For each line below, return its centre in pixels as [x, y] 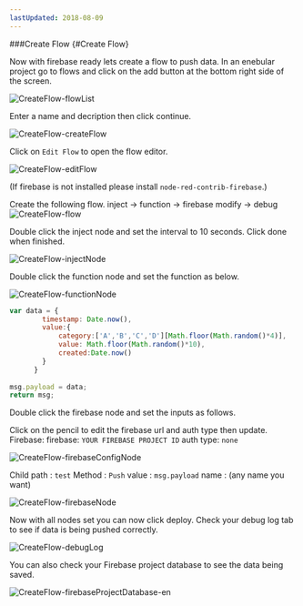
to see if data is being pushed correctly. [84, 530]
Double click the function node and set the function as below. [124, 276]
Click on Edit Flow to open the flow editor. [89, 151]
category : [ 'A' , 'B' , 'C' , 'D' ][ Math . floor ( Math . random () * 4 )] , [172, 336]
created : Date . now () [95, 353]
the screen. [31, 81]
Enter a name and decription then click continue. [101, 116]
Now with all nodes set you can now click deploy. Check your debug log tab [151, 520]
